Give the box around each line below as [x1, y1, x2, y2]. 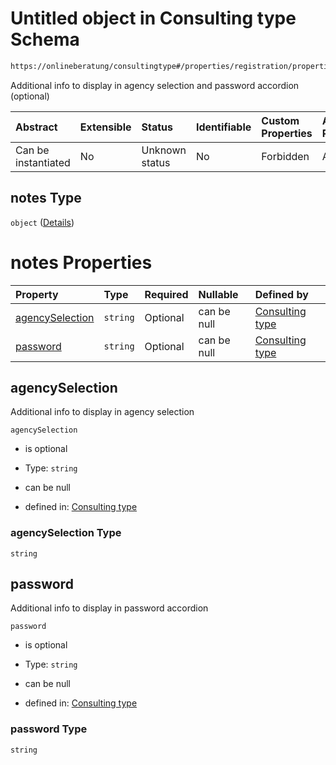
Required [144, 287, 189, 301]
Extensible [79, 120, 132, 134]
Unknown [141, 143, 187, 157]
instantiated [15, 155, 71, 169]
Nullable [198, 287, 239, 301]
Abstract [15, 120, 58, 134]
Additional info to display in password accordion [10, 602, 209, 614]
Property [15, 287, 59, 301]
